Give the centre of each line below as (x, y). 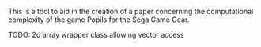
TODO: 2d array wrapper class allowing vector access (96, 35)
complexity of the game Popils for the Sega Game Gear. (99, 20)
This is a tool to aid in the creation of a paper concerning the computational (131, 11)
